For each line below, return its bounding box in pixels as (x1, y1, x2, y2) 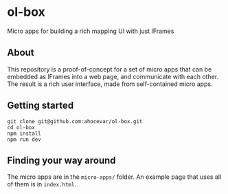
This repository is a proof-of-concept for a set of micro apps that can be (7, 65, 212, 73)
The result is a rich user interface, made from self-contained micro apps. (7, 80, 213, 88)
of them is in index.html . (7, 180, 77, 188)
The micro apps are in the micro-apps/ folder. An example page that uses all (7, 173, 222, 181)
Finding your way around (7, 154, 116, 166)
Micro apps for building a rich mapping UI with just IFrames (7, 27, 174, 35)
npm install (7, 130, 41, 137)
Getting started (7, 100, 74, 111)
